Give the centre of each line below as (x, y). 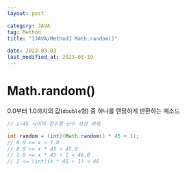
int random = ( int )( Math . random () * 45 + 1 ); (73, 136)
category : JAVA (29, 26)
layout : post (26, 13)
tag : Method (24, 32)
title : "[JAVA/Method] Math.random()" (62, 38)
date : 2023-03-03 (32, 51)
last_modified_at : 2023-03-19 (50, 57)
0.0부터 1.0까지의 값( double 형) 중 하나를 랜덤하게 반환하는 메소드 (93, 111)
